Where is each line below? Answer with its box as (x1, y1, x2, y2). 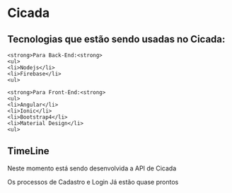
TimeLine (7, 145, 50, 157)
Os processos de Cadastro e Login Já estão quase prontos (7, 177, 179, 186)
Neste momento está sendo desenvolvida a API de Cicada (7, 164, 177, 172)
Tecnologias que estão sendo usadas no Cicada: (7, 33, 226, 45)
